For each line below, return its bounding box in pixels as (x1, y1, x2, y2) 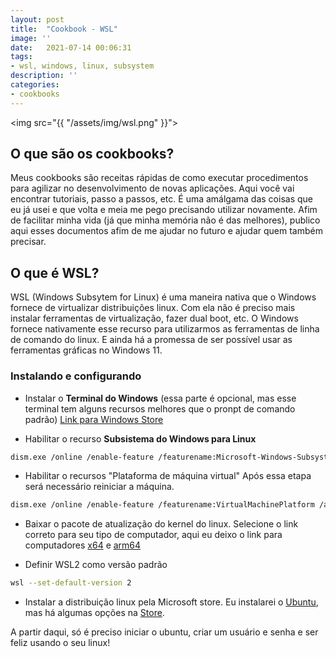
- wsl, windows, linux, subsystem (10, 61, 155, 71)
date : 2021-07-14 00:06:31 (10, 42, 132, 53)
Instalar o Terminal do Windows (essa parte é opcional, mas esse (24, 392, 297, 404)
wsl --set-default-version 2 (10, 578, 132, 588)
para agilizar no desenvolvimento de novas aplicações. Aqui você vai (10, 182, 295, 195)
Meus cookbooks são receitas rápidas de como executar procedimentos (10, 172, 309, 184)
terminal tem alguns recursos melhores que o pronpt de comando (24, 402, 296, 415)
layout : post (10, 14, 65, 25)
